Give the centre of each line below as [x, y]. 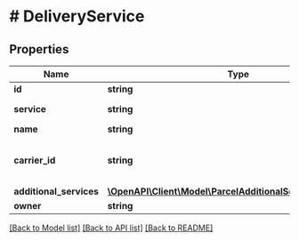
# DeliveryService [77, 16]
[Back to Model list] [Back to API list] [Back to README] [111, 228]
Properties [39, 49]
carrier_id [35, 160]
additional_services [57, 191]
